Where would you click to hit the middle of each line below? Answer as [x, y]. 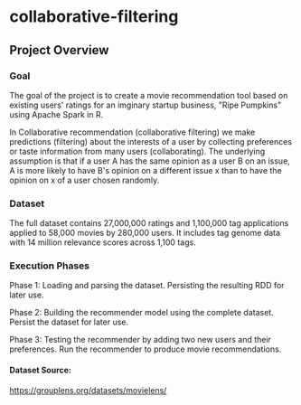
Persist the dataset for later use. [69, 322]
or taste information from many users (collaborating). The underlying [137, 151]
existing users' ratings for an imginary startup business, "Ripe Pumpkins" [146, 105]
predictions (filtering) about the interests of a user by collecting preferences [150, 141]
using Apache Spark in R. [56, 114]
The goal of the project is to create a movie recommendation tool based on [149, 95]
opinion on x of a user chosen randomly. [85, 180]
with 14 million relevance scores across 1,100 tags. [103, 242]
